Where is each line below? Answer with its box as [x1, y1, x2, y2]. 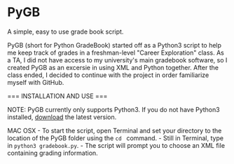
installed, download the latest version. [7, 113, 117, 121]
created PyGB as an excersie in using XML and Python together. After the [7, 63, 219, 71]
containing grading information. [7, 149, 98, 157]
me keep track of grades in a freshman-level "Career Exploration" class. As [7, 48, 224, 57]
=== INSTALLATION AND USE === [7, 92, 108, 100]
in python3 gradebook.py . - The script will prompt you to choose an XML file [7, 141, 226, 149]
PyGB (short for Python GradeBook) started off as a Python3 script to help [7, 41, 222, 49]
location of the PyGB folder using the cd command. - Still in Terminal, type [7, 134, 224, 142]
